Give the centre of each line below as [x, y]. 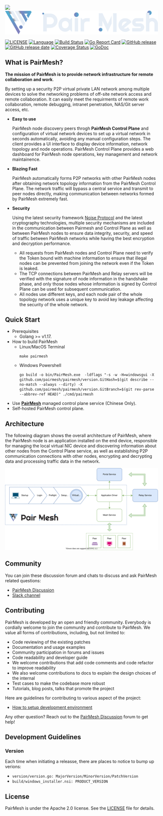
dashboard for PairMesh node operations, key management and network [85, 154]
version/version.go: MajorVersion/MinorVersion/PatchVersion [75, 777]
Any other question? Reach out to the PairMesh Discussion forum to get [77, 716]
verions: [13, 767]
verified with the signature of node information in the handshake [83, 278]
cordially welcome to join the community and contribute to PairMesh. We [78, 627]
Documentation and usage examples [49, 647]
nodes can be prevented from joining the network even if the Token [87, 263]
